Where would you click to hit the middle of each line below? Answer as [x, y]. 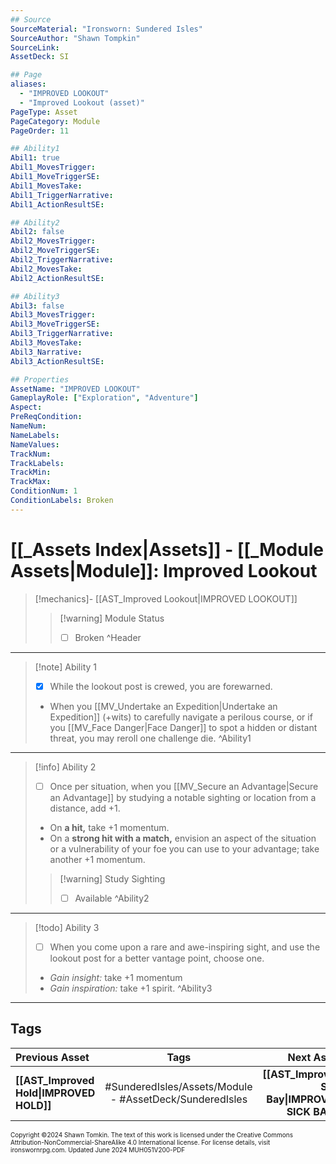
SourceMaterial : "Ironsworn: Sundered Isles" [106, 29]
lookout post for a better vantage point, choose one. [157, 958]
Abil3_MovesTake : [46, 343]
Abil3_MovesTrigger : [53, 315]
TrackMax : [31, 482]
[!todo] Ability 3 [67, 927]
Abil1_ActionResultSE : [57, 204]
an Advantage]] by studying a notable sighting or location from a [183, 797]
